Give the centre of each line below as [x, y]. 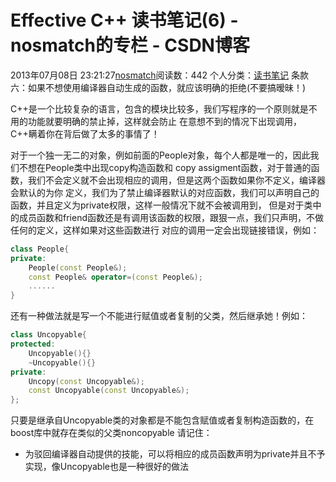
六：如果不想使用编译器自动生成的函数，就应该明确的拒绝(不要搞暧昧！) [158, 87]
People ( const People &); [78, 267]
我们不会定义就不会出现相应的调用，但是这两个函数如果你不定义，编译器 [176, 180]
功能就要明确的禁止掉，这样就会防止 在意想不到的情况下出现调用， [164, 121]
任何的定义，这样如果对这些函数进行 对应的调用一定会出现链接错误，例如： [165, 230]
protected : [33, 344]
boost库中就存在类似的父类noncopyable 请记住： [111, 433]
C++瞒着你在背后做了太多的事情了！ [85, 133]
